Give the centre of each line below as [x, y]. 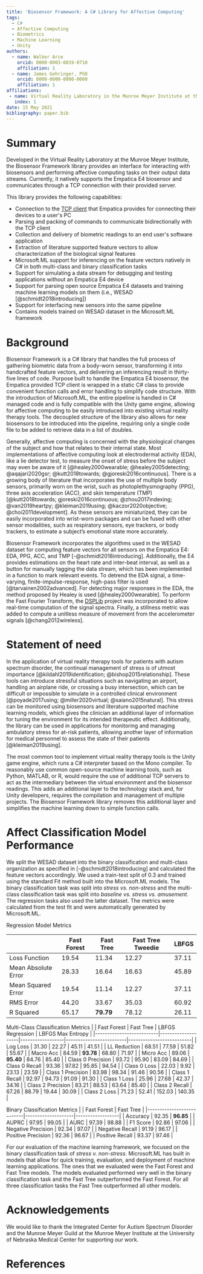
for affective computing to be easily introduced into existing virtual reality [97, 411]
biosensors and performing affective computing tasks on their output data [98, 172]
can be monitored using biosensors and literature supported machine [92, 707]
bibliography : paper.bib [37, 113]
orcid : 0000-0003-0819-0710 [52, 62]
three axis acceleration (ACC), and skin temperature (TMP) [79, 493]
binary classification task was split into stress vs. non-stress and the [91, 888]
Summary [31, 143]
